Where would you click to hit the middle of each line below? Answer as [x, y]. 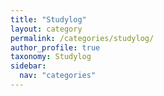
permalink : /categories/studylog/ [82, 38]
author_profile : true [55, 47]
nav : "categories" [58, 76]
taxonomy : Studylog [51, 57]
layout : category [46, 29]
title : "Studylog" [48, 19]
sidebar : [28, 66]
